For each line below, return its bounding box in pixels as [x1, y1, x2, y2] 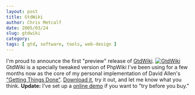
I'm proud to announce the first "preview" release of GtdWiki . [6, 57, 154, 65]
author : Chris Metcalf [6, 19, 62, 25]
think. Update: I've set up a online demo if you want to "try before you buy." [6, 82, 190, 89]
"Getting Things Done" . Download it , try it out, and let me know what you [6, 76, 182, 83]
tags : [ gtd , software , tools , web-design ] [6, 42, 117, 48]
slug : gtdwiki [6, 30, 41, 36]
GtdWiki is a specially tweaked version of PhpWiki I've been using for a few [6, 63, 188, 70]
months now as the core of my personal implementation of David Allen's [6, 70, 181, 77]
